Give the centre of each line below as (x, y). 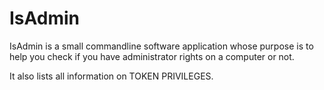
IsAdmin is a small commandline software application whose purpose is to (161, 46)
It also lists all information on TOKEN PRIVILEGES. (111, 76)
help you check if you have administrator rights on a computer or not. (152, 56)
